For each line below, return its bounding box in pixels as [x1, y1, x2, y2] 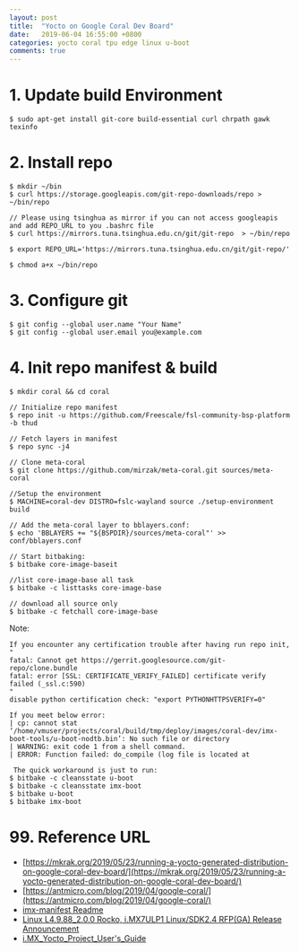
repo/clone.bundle [9, 663, 78, 673]
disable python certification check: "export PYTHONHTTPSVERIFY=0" [9, 694, 267, 704]
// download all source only [9, 598, 118, 608]
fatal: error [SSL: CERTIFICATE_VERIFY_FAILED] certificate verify [9, 671, 267, 680]
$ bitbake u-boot [9, 789, 74, 799]
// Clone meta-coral [9, 458, 87, 467]
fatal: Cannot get [9, 656, 78, 665]
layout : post [9, 13, 58, 22]
